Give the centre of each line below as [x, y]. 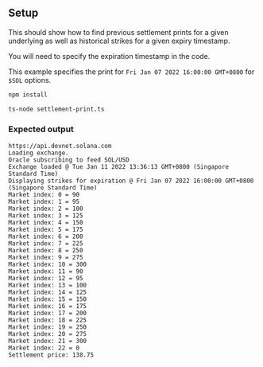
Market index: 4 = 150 [46, 222]
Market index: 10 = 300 [48, 264]
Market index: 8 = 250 [46, 250]
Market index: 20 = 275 [48, 334]
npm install [28, 95]
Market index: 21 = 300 [48, 341]
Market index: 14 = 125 [48, 292]
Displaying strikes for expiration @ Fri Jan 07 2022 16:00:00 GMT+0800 [131, 181]
